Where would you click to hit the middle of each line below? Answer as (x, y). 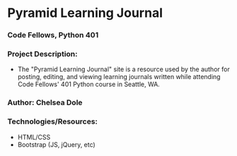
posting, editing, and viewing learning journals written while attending (119, 77)
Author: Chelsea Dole (45, 102)
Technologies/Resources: (52, 121)
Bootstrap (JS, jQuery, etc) (56, 144)
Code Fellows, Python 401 (53, 35)
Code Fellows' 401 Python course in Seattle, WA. (89, 84)
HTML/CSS (34, 137)
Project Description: (42, 54)
